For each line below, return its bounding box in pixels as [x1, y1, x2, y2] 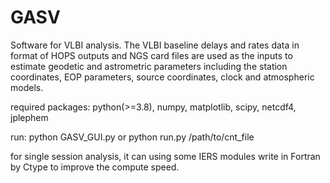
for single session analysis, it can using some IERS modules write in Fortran [10, 150, 321, 162]
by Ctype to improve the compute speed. [10, 161, 180, 173]
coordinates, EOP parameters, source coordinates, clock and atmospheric [10, 71, 315, 83]
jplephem [10, 111, 49, 123]
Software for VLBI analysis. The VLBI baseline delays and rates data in [10, 39, 300, 51]
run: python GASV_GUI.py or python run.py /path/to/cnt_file [10, 131, 255, 143]
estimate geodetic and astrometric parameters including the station [10, 60, 288, 72]
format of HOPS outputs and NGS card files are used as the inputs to [10, 49, 293, 61]
